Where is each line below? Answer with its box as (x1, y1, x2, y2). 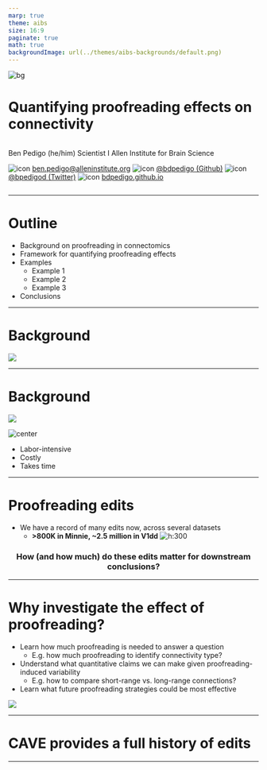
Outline (8, 215, 58, 233)
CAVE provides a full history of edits (8, 734, 252, 753)
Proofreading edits (8, 496, 134, 514)
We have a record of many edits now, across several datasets (19, 522, 221, 532)
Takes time (19, 461, 56, 470)
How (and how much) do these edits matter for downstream (16, 551, 251, 562)
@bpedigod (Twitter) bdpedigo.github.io (8, 172, 164, 181)
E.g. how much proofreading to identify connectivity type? (31, 650, 222, 660)
